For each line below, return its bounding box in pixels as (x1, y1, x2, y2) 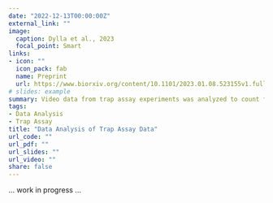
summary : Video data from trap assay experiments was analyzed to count (8, 95, 260, 103)
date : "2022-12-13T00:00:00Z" (8, 11, 111, 20)
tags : (8, 102, 27, 110)
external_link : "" (8, 19, 71, 28)
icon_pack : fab (15, 65, 67, 73)
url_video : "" (8, 155, 57, 163)
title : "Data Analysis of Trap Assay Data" (8, 125, 158, 133)
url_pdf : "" (8, 140, 49, 149)
